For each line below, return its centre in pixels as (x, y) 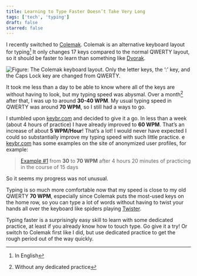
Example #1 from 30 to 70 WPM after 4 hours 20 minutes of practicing (106, 161)
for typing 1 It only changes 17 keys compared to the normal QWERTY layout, (98, 51)
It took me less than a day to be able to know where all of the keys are (90, 87)
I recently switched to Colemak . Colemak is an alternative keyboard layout (96, 45)
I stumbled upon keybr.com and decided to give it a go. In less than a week (96, 118)
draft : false (22, 22)
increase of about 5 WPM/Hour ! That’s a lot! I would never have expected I (96, 130)
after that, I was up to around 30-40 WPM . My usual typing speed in (89, 100)
